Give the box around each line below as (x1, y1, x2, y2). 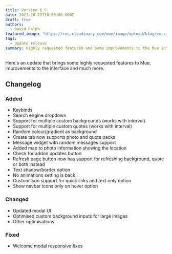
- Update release (10, 41, 47, 46)
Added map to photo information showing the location (12, 145, 127, 151)
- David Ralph (10, 27, 40, 32)
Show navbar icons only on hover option (12, 183, 98, 189)
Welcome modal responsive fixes (12, 243, 83, 249)
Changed (5, 196, 29, 203)
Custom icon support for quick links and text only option (12, 178, 132, 184)
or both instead (12, 161, 45, 167)
